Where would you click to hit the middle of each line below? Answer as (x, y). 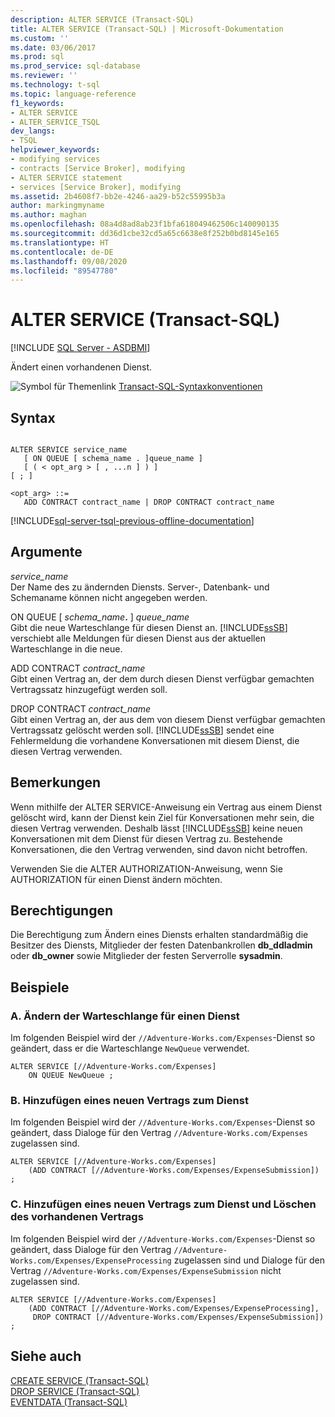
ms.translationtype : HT (60, 242)
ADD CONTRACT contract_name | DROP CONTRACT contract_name (149, 502)
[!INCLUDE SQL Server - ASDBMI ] (80, 348)
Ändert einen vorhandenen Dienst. (81, 367)
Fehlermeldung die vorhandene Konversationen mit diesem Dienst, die (155, 740)
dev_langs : (33, 131)
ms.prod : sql (37, 57)
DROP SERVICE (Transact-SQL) (75, 1391)
